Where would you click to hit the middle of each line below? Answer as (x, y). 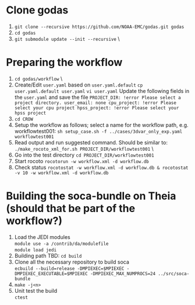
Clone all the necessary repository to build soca (72, 262)
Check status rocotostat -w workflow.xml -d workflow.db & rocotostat (101, 167)
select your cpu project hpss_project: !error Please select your (97, 108)
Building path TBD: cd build (48, 255)
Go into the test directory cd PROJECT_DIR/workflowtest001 (84, 155)
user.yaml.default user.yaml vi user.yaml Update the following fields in (102, 91)
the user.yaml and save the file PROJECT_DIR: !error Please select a (98, 97)
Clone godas (37, 10)
